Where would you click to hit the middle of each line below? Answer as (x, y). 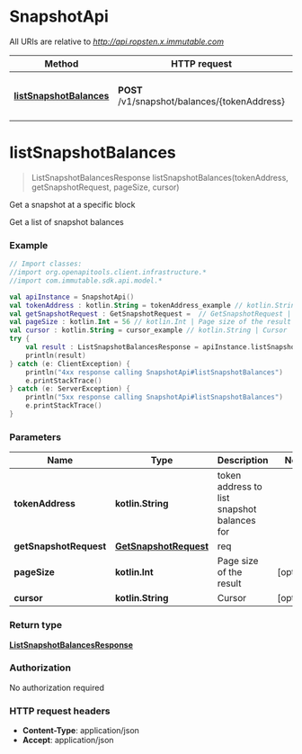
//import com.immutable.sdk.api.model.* (86, 281)
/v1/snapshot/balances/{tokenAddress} (202, 101)
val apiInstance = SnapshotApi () (72, 297)
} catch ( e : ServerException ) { (70, 389)
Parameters (35, 436)
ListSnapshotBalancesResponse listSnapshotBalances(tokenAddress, (160, 177)
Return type (36, 625)
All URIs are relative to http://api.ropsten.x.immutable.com (117, 41)
